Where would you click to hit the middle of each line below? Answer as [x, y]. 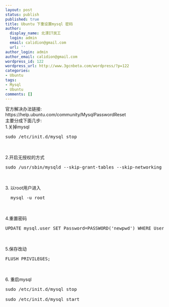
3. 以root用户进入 [23, 188]
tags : [11, 80]
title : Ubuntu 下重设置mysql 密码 [39, 24]
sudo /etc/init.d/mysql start [43, 299]
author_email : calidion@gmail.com [41, 57]
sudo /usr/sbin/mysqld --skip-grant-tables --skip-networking [83, 167]
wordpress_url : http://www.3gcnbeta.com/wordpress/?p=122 [67, 66]
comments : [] [19, 94]
